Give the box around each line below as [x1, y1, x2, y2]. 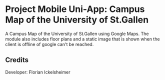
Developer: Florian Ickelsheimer [5, 69, 71, 75]
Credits [5, 56, 29, 64]
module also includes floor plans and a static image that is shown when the [5, 36, 160, 42]
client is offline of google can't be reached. [5, 41, 94, 47]
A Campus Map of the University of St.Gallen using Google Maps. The [5, 30, 149, 36]
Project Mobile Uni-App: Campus [5, 3, 145, 15]
